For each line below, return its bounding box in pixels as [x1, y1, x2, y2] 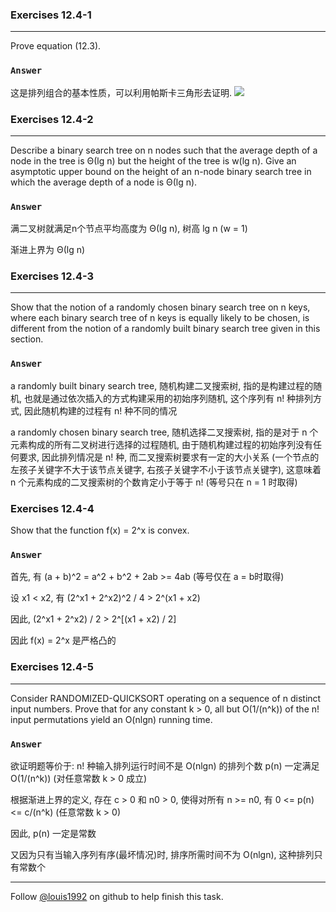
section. [10, 333, 44, 345]
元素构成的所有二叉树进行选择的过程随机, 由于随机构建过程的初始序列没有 [10, 438, 313, 450]
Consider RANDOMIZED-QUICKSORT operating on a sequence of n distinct [10, 692, 322, 704]
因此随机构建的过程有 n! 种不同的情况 [23, 404, 178, 417]
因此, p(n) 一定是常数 [10, 827, 97, 839]
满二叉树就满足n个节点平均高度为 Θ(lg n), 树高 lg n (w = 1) [10, 223, 248, 235]
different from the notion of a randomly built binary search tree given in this [10, 323, 321, 335]
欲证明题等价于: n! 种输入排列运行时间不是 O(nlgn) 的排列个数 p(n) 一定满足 [10, 759, 320, 772]
